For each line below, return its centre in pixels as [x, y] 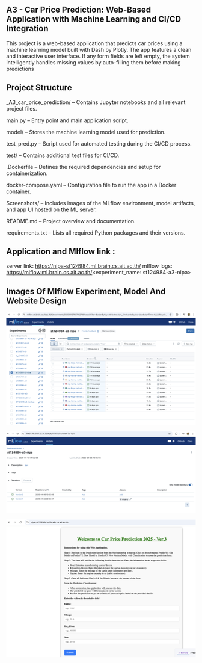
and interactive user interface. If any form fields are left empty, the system [98, 56]
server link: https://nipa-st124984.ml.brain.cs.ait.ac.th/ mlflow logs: [89, 266]
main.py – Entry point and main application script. [67, 120]
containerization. [27, 173]
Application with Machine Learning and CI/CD [94, 20]
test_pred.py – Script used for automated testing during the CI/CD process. [99, 143]
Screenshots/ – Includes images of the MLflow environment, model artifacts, [101, 203]
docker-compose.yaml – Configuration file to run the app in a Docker [91, 185]
